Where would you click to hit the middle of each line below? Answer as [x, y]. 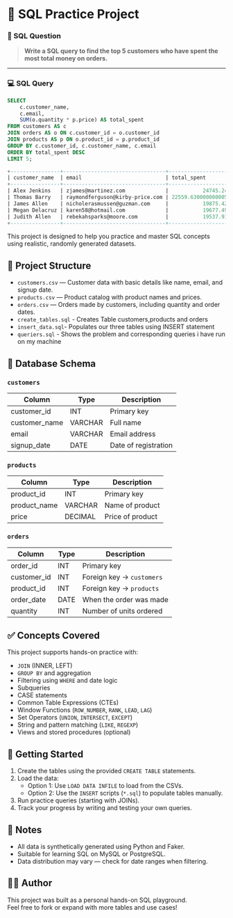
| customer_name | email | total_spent [107, 178]
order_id [24, 565]
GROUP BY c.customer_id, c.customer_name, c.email [82, 145]
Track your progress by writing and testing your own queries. [104, 808]
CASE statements [42, 695]
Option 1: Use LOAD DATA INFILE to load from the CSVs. [105, 786]
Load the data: [38, 778]
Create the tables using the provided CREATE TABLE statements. [106, 771]
